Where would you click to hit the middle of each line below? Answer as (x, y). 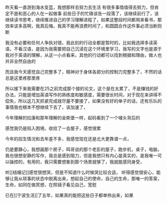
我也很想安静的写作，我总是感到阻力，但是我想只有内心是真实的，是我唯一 (81, 156)
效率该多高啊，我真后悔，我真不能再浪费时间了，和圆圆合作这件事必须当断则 (83, 26)
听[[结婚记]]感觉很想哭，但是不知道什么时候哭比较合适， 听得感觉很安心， (81, 172)
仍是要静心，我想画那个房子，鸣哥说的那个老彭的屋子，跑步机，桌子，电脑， (83, 149)
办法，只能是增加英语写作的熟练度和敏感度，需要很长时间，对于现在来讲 (79, 95)
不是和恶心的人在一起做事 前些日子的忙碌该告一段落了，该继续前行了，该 (84, 13)
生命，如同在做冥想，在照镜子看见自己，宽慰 (51, 185)
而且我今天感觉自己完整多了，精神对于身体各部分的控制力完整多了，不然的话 (83, 72)
